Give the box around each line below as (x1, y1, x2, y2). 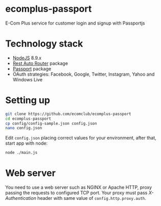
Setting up (5, 95, 50, 106)
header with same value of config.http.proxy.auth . (37, 195, 147, 201)
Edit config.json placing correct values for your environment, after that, (5, 135, 157, 141)
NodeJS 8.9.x (12, 55, 42, 61)
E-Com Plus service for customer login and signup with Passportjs (5, 20, 145, 26)
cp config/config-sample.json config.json (5, 121, 97, 126)
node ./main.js (5, 150, 38, 155)
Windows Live (12, 76, 42, 82)
